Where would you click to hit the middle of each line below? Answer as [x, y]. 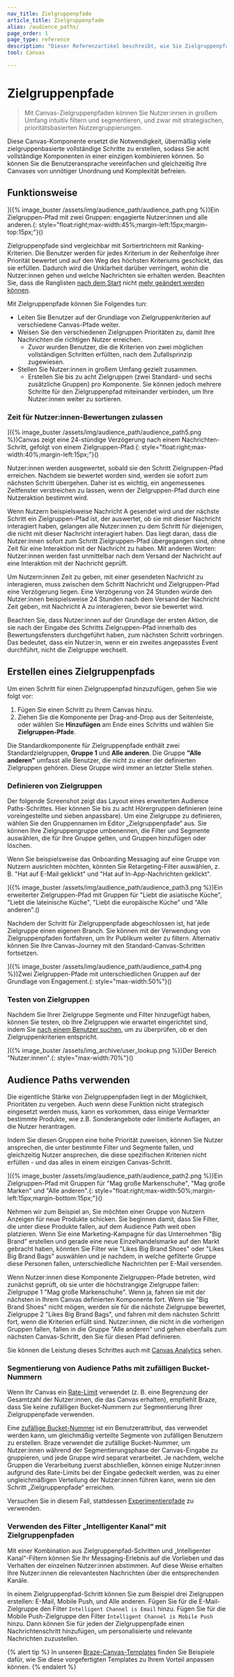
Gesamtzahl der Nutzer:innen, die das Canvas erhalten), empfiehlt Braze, [112, 1399]
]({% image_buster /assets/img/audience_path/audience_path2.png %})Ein [115, 1176]
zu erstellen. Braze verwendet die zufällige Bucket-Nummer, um [99, 1443]
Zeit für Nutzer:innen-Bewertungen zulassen [85, 417]
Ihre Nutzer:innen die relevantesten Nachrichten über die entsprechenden [113, 1573]
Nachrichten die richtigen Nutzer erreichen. [80, 339]
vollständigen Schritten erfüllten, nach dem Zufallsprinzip [110, 354]
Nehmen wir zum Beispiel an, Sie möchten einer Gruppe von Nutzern [106, 1212]
